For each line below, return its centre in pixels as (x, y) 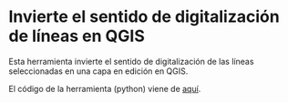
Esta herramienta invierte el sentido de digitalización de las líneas (131, 61)
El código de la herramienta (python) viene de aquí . (105, 88)
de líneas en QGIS (77, 36)
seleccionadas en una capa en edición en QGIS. (98, 71)
